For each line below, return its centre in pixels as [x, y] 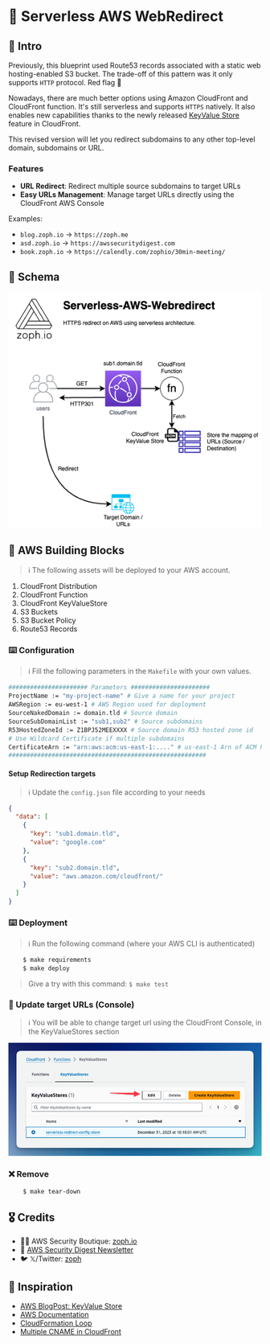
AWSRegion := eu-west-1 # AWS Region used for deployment [107, 705]
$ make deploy [46, 968]
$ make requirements [57, 960]
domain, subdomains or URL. [56, 148]
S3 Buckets [39, 612]
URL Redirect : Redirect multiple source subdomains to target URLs [130, 186]
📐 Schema [34, 277]
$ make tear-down [52, 1191]
